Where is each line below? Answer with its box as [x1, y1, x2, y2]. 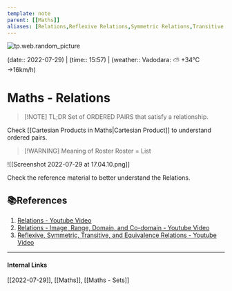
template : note [7, 10, 51, 17]
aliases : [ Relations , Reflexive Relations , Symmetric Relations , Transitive [7, 23, 224, 30]
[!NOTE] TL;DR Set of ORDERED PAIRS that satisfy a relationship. [23, 113, 209, 121]
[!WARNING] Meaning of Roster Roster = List [23, 147, 152, 156]
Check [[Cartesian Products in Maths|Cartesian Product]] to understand [7, 126, 212, 135]
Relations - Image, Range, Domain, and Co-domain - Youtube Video [17, 224, 210, 232]
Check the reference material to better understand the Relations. [7, 173, 191, 182]
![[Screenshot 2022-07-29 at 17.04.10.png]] [7, 160, 130, 169]
